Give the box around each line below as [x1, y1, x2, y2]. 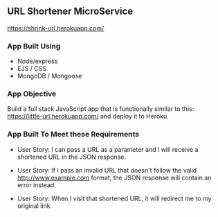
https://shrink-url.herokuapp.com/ [7, 24, 105, 32]
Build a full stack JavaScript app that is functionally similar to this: [7, 105, 194, 113]
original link [17, 201, 51, 210]
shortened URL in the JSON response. [17, 153, 127, 161]
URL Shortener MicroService [7, 6, 134, 17]
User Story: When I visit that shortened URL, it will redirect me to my [17, 194, 212, 202]
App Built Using [7, 41, 61, 51]
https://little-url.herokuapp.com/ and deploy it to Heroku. [7, 112, 170, 121]
